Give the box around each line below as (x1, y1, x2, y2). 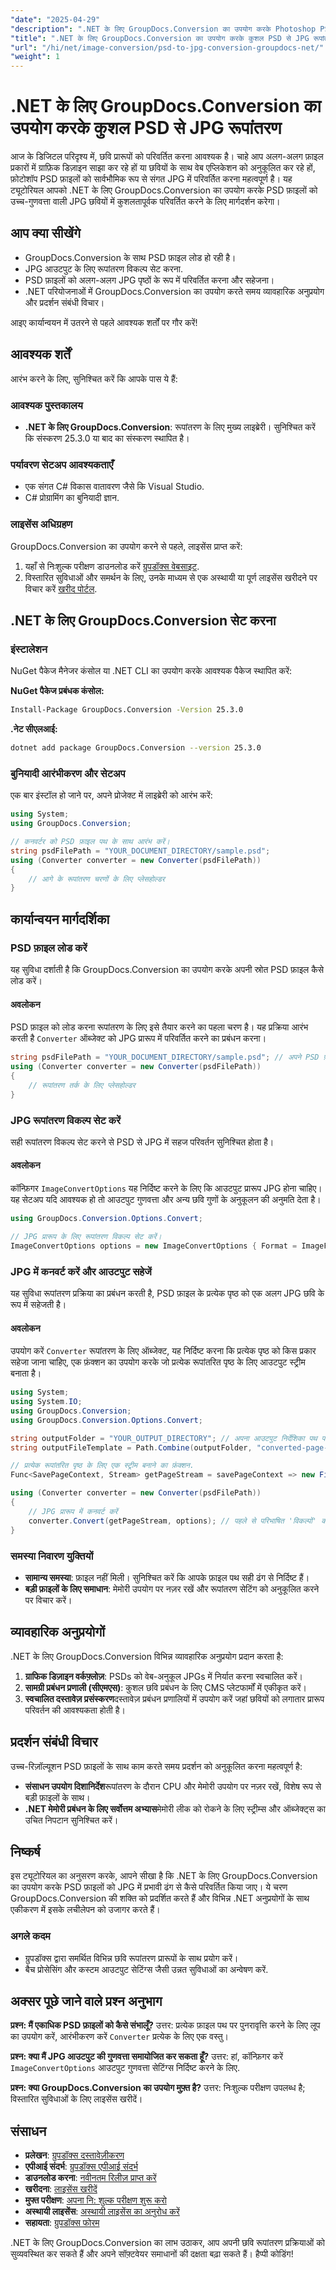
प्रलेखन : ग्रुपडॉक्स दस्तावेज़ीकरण (24, 2149, 125, 2161)
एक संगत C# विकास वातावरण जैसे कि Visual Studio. (24, 481, 205, 493)
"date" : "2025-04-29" (10, 14, 101, 25)
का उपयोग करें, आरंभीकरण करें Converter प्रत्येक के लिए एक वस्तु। (10, 2031, 229, 2043)
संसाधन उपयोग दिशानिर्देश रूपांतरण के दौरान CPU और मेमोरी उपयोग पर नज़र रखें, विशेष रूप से (24, 1780, 322, 1792)
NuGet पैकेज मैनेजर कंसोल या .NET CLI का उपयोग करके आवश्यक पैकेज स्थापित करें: (10, 665, 292, 677)
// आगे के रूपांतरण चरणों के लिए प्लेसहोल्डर (28, 874, 165, 884)
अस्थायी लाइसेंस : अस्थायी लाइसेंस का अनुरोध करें (24, 2206, 180, 2218)
